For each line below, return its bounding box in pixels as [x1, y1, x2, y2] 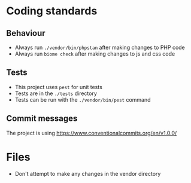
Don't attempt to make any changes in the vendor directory [14, 170, 161, 177]
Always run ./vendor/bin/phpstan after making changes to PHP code [14, 44, 186, 51]
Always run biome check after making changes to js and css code [14, 50, 175, 57]
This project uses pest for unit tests [14, 83, 103, 90]
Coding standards [6, 4, 98, 18]
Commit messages [6, 114, 78, 124]
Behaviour [6, 28, 46, 38]
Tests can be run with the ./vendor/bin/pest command [14, 96, 151, 103]
